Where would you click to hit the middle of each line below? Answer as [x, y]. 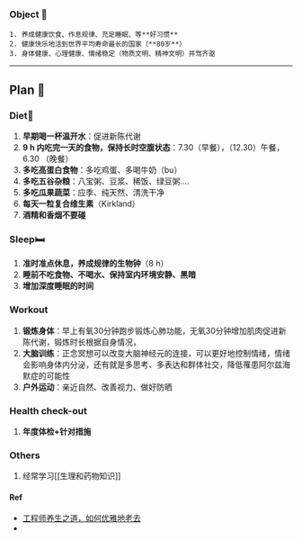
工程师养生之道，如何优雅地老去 [81, 518]
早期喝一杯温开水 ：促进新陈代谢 [81, 136]
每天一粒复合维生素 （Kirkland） [81, 203]
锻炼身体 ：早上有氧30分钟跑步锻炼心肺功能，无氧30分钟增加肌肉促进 [150, 330]
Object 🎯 [28, 14]
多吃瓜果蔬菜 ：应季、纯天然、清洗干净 [93, 192]
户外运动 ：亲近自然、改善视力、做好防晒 [97, 387]
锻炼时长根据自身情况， [97, 342]
